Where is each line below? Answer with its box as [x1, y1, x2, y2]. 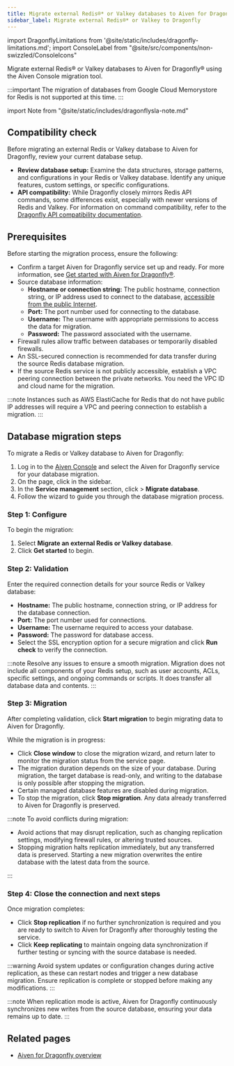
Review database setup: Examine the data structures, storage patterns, [17, 166, 224, 175]
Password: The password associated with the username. [27, 330, 192, 338]
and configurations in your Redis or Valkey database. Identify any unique [17, 173, 226, 182]
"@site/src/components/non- [128, 43, 214, 52]
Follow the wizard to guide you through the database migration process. [17, 492, 224, 500]
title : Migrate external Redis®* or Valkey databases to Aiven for [7, 10, 208, 17]
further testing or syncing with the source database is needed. [17, 948, 197, 956]
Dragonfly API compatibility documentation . [17, 210, 143, 219]
